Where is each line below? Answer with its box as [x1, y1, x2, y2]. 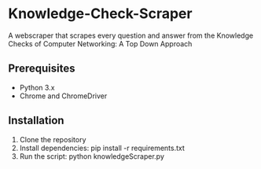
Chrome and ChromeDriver [19, 91, 108, 101]
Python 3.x [19, 83, 55, 92]
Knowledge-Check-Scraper [8, 5, 193, 23]
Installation [8, 114, 64, 127]
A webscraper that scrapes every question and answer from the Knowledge [8, 31, 254, 40]
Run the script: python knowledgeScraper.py [19, 151, 165, 161]
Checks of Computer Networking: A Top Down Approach [8, 39, 193, 48]
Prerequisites [8, 62, 75, 75]
